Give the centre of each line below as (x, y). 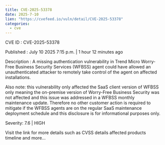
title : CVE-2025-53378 (29, 10)
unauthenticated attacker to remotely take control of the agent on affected (81, 72)
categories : (17, 24)
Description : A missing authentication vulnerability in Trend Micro (73, 62)
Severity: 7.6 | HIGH (25, 123)
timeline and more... (26, 138)
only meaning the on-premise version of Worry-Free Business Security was (82, 92)
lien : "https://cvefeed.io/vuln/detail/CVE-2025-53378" (64, 19)
